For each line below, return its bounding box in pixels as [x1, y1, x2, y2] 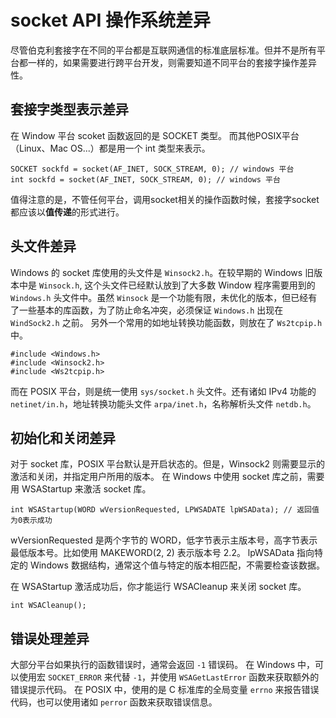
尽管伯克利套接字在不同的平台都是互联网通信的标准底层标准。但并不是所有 [10, 44, 317, 56]
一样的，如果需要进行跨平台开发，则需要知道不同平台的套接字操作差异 [27, 56, 317, 68]
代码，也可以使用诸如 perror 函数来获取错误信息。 [10, 696, 218, 708]
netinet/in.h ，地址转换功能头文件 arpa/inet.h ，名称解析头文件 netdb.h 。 [10, 397, 317, 410]
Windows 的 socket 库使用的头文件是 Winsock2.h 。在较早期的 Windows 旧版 [10, 266, 323, 278]
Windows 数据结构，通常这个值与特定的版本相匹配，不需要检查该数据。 [29, 559, 325, 571]
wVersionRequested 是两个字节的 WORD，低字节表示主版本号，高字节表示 [10, 534, 318, 546]
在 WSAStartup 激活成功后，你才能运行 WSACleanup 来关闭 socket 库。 [10, 581, 307, 593]
